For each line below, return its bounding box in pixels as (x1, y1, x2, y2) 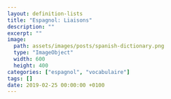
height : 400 (13, 62, 49, 69)
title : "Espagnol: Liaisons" (7, 17, 93, 24)
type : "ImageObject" (13, 49, 74, 56)
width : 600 (13, 56, 46, 63)
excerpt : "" (7, 29, 42, 37)
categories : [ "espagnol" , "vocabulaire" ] (7, 68, 130, 75)
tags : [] (7, 75, 33, 82)
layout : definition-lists (7, 10, 83, 17)
